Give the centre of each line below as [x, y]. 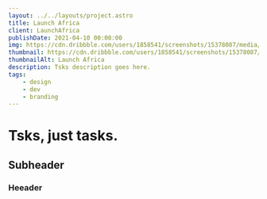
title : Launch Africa [44, 23]
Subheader [37, 165]
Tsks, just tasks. [63, 136]
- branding [41, 97]
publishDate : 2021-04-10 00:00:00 [66, 38]
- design [37, 82]
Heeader [25, 187]
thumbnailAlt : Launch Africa [56, 60]
